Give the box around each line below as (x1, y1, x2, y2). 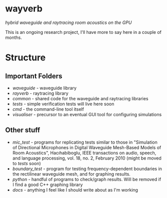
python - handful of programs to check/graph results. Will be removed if (12, 176, 161, 182)
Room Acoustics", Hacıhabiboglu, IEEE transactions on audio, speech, (12, 150, 156, 156)
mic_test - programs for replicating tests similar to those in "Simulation (12, 139, 157, 145)
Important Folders (5, 72, 62, 80)
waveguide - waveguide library (12, 85, 76, 91)
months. (5, 34, 22, 40)
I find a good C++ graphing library (12, 182, 83, 188)
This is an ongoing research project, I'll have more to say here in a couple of (5, 29, 161, 35)
